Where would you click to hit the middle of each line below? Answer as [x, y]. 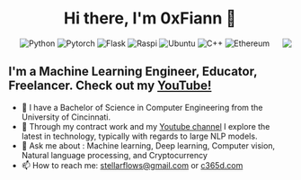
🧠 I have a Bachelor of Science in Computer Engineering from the [142, 107]
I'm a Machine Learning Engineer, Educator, [133, 72]
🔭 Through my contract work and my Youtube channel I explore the [146, 126]
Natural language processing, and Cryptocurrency [115, 155]
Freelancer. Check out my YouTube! [110, 86]
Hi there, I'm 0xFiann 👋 [150, 18]
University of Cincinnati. [66, 117]
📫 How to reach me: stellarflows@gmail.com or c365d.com [132, 165]
